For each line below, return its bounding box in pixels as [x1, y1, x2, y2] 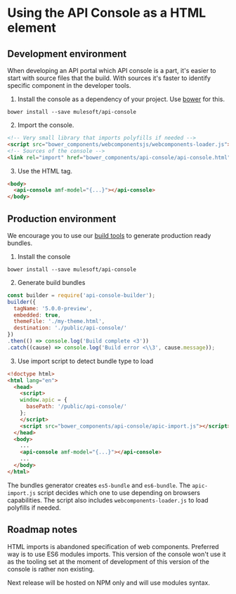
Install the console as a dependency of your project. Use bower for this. [17, 95, 225, 103]
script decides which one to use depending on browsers [37, 488, 201, 496]
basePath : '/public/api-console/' [25, 403, 128, 410]
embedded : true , [13, 311, 61, 319]
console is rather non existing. [7, 565, 95, 573]
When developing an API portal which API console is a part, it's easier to [7, 67, 216, 74]
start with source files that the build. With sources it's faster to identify [7, 74, 211, 82]
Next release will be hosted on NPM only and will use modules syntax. [7, 578, 211, 587]
